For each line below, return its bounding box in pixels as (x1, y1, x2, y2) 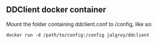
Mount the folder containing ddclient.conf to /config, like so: (6, 20, 153, 27)
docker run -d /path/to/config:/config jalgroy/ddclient (6, 32, 150, 38)
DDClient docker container (6, 5, 107, 15)
